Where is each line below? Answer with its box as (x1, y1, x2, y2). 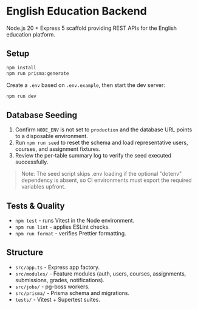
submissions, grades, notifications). (15, 276, 105, 283)
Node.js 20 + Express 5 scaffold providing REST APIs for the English (6, 24, 177, 32)
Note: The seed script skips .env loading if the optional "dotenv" (21, 170, 182, 178)
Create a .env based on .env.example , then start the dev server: (6, 81, 165, 89)
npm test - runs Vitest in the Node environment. (15, 217, 135, 224)
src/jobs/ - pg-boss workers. (15, 283, 90, 290)
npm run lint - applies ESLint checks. (15, 223, 111, 231)
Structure (6, 248, 44, 258)
